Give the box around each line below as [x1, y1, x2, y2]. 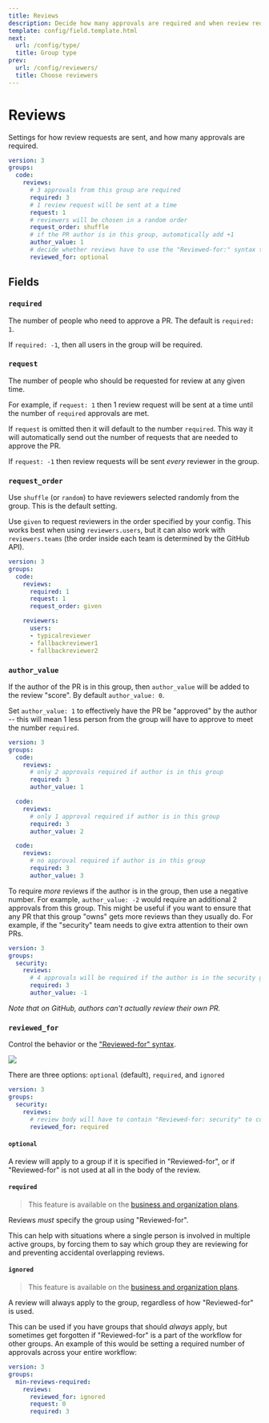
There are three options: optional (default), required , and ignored [8, 1070, 226, 1080]
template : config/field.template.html [8, 26, 138, 34]
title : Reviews [8, 11, 59, 20]
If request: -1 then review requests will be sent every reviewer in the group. [8, 456, 260, 466]
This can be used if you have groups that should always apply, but [8, 1322, 228, 1332]
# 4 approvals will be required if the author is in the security [29, 974, 256, 982]
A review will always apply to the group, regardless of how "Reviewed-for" [8, 1298, 254, 1308]
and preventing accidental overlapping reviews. [8, 1248, 165, 1257]
